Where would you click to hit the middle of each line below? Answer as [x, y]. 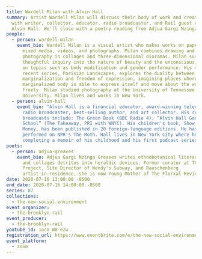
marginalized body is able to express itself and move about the [106, 85]
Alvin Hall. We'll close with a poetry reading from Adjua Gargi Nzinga [105, 29]
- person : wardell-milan [43, 40]
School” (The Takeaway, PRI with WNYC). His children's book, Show [109, 124]
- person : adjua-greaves [43, 151]
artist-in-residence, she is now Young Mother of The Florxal [102, 174]
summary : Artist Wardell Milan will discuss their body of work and [94, 17]
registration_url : [29, 235]
